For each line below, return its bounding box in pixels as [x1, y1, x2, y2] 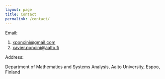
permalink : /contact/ [5, 16, 50, 21]
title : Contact [5, 12, 37, 17]
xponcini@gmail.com [12, 39, 56, 45]
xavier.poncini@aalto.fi [12, 45, 60, 51]
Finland [5, 69, 21, 75]
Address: [5, 54, 24, 60]
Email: [5, 30, 18, 36]
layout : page [5, 7, 32, 12]
